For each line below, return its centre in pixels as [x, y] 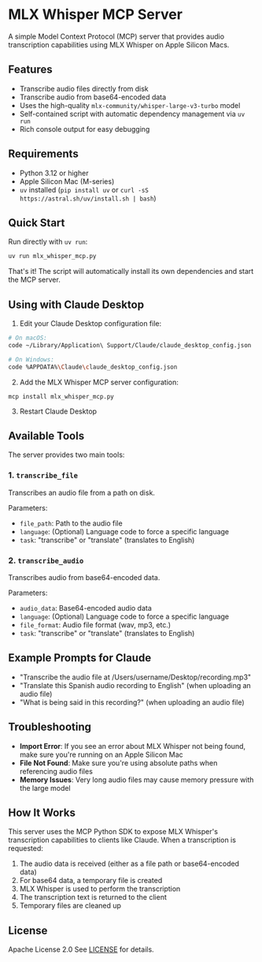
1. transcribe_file [43, 475]
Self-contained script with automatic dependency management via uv [132, 114]
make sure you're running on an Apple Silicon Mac [101, 754]
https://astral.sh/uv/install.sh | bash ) [88, 198]
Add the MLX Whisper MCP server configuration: [99, 382]
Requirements [43, 154]
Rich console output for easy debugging [85, 129]
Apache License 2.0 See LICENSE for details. [81, 949]
